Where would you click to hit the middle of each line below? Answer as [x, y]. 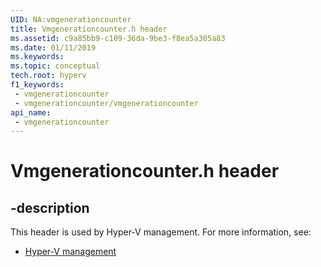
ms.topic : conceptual [55, 66]
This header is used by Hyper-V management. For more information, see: [161, 232]
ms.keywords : [37, 57]
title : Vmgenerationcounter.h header [89, 29]
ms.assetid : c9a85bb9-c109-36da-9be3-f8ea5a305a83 [118, 38]
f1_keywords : [37, 85]
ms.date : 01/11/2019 [53, 47]
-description [50, 207]
